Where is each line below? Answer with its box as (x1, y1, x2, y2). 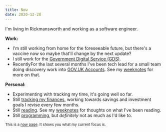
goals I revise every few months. (12, 101, 80, 107)
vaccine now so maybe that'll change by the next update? (12, 50, 131, 56)
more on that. (12, 71, 40, 77)
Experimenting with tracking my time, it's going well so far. (12, 91, 133, 97)
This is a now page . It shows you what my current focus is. (5, 122, 106, 127)
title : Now (5, 7, 28, 12)
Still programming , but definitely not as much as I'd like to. (12, 112, 132, 118)
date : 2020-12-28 (5, 12, 41, 17)
